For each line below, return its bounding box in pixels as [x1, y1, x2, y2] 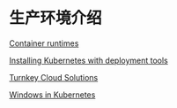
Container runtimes [9, 37, 79, 49]
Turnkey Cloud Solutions [9, 72, 99, 82]
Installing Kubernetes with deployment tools [9, 55, 169, 66]
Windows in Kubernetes [9, 89, 96, 100]
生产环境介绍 [9, 8, 103, 28]
